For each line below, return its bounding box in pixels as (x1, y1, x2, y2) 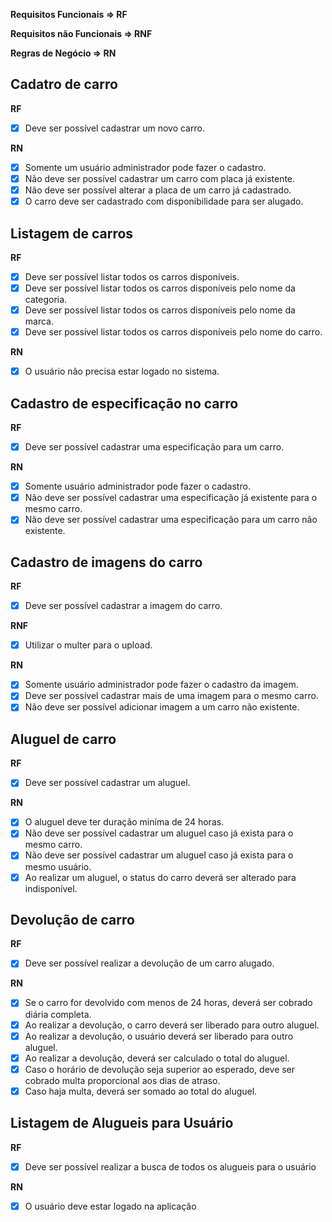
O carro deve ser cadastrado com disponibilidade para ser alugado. (24, 195, 304, 208)
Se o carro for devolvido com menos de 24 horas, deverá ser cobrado (24, 997, 313, 1009)
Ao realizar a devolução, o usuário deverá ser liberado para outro (24, 1030, 294, 1042)
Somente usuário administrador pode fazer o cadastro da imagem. (24, 679, 299, 691)
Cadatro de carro (10, 76, 118, 93)
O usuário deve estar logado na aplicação (24, 1200, 197, 1212)
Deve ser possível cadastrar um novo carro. (24, 122, 205, 134)
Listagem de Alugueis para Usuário (10, 1115, 234, 1132)
